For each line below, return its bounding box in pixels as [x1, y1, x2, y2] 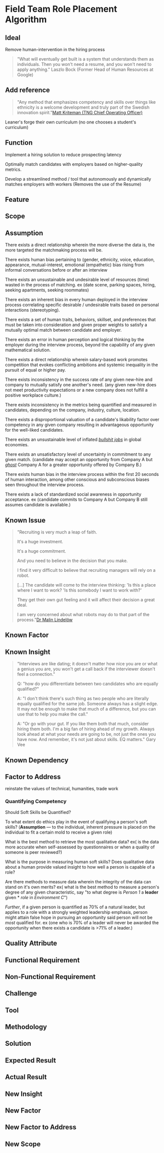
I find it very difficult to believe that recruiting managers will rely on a [17, 567, 156, 573]
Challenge [5, 989, 37, 997]
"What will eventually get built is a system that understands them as [17, 56, 154, 62]
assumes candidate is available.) [5, 502, 71, 508]
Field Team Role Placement [5, 3, 117, 15]
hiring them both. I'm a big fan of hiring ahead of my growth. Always [17, 726, 155, 732]
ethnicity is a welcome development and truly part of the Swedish [17, 104, 150, 110]
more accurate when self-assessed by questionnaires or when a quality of [5, 844, 155, 850]
